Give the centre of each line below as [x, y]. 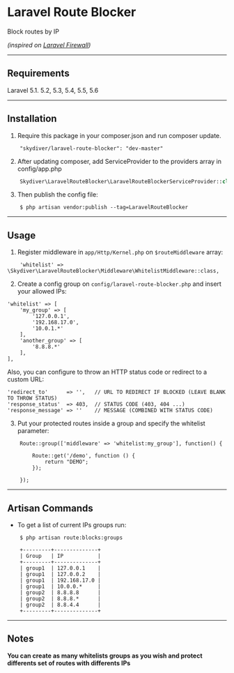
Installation [32, 119]
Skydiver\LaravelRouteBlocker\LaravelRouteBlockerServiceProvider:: [121, 181]
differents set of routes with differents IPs [69, 663]
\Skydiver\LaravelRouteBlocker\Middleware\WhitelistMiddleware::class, [113, 271]
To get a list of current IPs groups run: [72, 525]
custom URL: [26, 379]
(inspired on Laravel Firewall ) [49, 45]
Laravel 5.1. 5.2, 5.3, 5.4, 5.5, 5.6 [53, 90]
